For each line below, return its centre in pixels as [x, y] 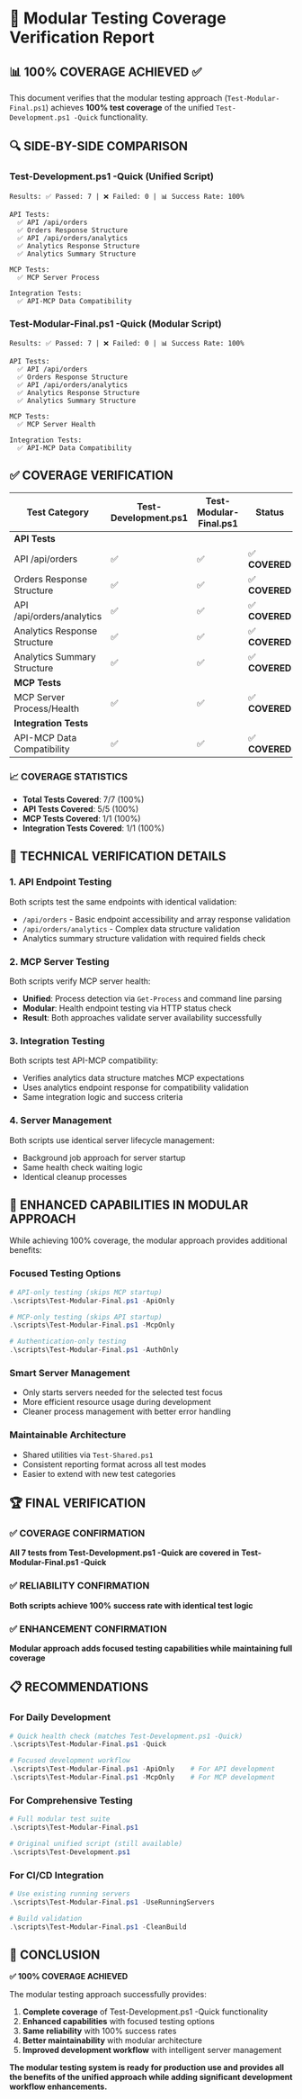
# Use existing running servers [70, 1894]
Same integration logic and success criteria [102, 1097]
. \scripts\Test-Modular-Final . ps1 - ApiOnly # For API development [142, 1769]
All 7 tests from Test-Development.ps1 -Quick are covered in [124, 1553]
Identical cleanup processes [75, 1176]
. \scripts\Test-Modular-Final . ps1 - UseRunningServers [112, 1902]
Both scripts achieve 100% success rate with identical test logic [131, 1605]
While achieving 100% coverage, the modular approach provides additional [148, 1240]
